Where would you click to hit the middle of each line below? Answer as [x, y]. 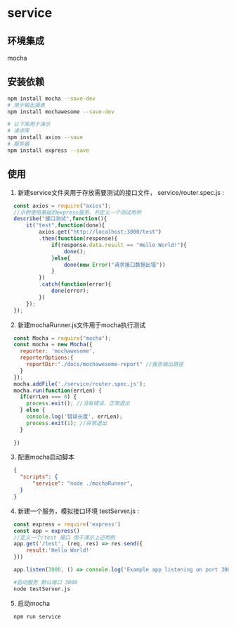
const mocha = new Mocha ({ [53, 345]
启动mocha [34, 603]
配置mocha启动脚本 [46, 457]
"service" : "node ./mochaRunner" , [83, 483]
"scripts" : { [39, 477]
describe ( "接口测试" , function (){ [60, 219]
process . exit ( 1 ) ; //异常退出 [66, 423]
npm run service [37, 616]
